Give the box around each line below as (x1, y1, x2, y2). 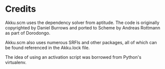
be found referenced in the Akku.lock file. (5, 45, 90, 50)
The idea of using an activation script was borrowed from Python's (5, 54, 142, 60)
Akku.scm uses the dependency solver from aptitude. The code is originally (5, 20, 160, 25)
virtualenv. (5, 59, 27, 65)
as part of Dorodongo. (5, 30, 51, 36)
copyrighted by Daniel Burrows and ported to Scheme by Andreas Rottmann (5, 24, 161, 30)
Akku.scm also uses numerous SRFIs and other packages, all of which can (5, 39, 157, 45)
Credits (5, 3, 36, 15)
